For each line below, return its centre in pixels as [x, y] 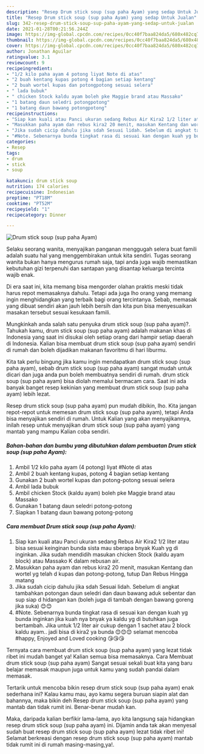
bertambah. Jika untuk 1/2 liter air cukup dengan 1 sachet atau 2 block [103, 625]
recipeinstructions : [32, 114]
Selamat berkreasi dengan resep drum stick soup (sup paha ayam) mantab [100, 738]
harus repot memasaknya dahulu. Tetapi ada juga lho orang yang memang [99, 293]
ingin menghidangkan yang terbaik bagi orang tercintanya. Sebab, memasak [102, 300]
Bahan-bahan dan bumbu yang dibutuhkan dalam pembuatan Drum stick [101, 445]
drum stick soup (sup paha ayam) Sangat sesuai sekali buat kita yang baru [100, 663]
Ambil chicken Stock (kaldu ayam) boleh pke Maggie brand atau [95, 493]
